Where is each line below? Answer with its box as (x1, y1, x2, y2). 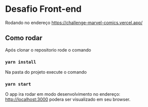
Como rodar (5, 34, 43, 42)
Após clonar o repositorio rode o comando (5, 47, 91, 53)
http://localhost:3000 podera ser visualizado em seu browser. (5, 97, 131, 103)
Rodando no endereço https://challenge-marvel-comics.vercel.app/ (5, 20, 143, 26)
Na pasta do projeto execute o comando (5, 69, 87, 75)
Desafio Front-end (5, 3, 82, 15)
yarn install (5, 59, 37, 65)
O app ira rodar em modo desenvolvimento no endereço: (5, 91, 120, 97)
